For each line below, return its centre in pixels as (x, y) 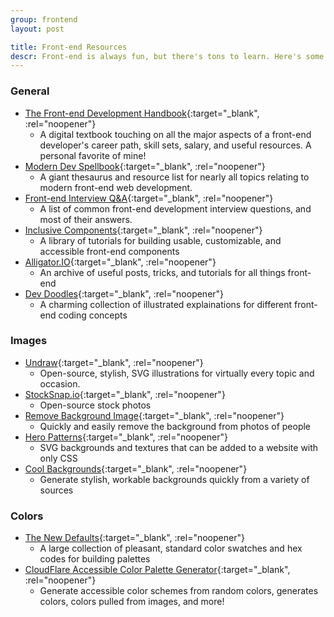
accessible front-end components (109, 251)
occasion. (60, 383)
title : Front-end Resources (69, 47)
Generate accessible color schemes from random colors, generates (179, 591)
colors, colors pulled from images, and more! (132, 602)
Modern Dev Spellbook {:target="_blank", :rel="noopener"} (145, 166)
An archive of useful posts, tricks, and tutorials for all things (162, 272)
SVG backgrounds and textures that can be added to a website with (179, 447)
